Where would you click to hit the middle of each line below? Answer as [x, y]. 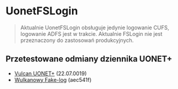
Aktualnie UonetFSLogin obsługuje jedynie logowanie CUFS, [95, 27]
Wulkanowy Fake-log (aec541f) [53, 79]
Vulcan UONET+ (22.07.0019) [51, 73]
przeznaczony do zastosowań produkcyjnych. [77, 40]
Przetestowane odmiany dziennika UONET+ [89, 59]
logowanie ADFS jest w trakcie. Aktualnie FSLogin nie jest [91, 33]
